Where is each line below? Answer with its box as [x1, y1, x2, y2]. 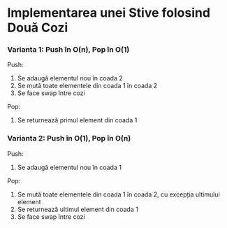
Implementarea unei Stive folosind [7, 5, 211, 21]
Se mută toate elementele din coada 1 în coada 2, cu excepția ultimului [17, 190, 220, 199]
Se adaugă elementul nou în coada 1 [17, 163, 122, 171]
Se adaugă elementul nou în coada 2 [17, 74, 124, 83]
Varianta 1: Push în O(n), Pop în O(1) [7, 45, 130, 55]
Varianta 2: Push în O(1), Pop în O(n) [7, 134, 131, 143]
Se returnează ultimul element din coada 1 [17, 205, 138, 213]
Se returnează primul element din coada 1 [17, 116, 138, 124]
